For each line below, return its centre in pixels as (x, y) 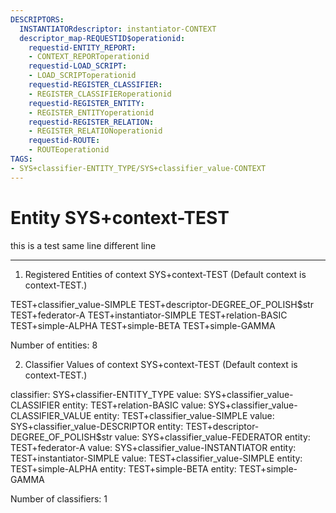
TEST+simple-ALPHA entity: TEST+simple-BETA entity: (123, 468)
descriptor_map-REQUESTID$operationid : (102, 38)
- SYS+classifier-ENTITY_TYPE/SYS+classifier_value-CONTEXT (138, 168)
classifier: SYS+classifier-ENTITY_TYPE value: (106, 394)
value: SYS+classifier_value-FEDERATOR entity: (212, 437)
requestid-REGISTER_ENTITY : (86, 103)
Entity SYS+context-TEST (120, 217)
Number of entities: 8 (54, 345)
